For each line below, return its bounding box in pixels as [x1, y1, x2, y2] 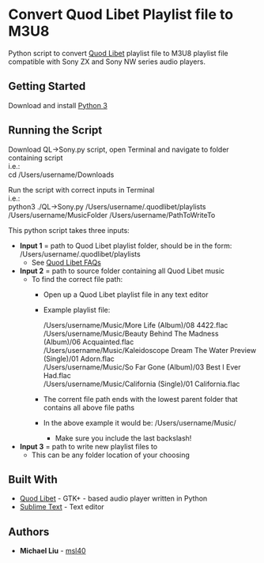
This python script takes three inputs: [8, 225, 130, 235]
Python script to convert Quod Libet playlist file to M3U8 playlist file [8, 48, 228, 58]
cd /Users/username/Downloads [8, 170, 115, 179]
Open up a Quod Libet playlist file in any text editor [43, 290, 209, 299]
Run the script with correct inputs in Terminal [8, 185, 155, 194]
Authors [8, 525, 50, 539]
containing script [8, 152, 63, 163]
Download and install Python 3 [8, 100, 108, 110]
